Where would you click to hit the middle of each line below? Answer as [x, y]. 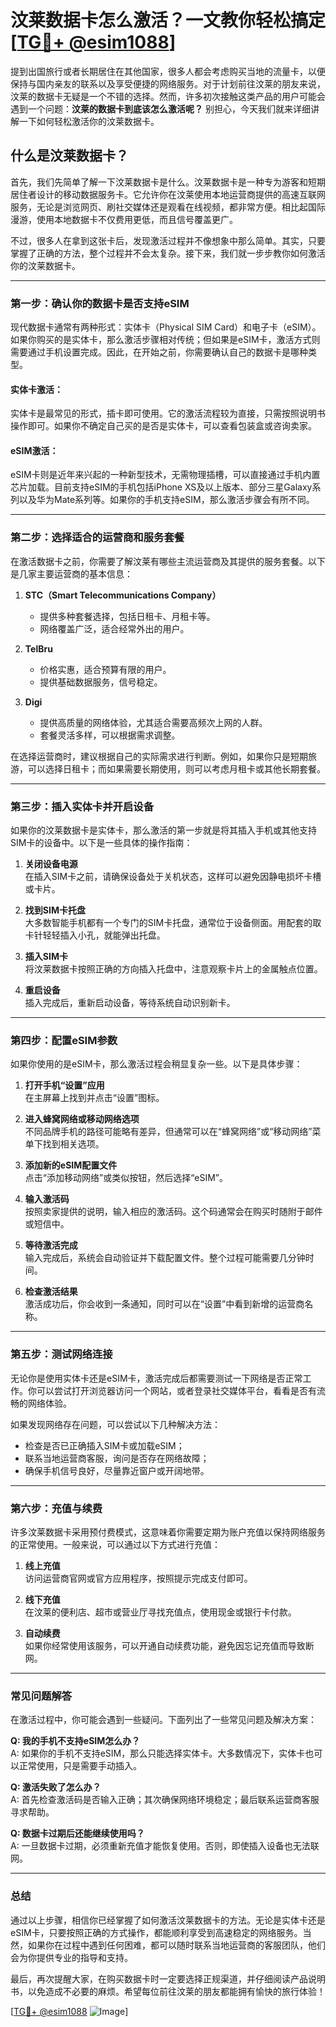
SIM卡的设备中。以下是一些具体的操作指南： [101, 843]
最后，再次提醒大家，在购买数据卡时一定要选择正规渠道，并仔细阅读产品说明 [168, 1978]
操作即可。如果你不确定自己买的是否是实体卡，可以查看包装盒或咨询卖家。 [163, 426]
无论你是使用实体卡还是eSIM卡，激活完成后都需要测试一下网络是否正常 [156, 1378]
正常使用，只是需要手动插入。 [80, 1766]
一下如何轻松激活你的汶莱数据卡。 [89, 121]
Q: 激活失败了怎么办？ [56, 1787]
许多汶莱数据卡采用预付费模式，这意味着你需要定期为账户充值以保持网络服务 [168, 1532]
